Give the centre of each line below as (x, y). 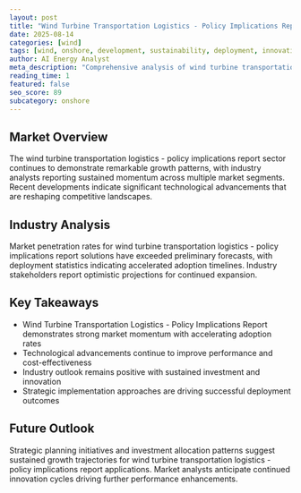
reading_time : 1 (39, 76)
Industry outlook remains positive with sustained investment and (141, 371)
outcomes (41, 400)
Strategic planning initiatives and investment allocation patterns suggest (142, 450)
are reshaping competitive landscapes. (81, 197)
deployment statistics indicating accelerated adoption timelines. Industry (143, 265)
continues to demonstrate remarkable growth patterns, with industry (135, 168)
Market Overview (59, 136)
